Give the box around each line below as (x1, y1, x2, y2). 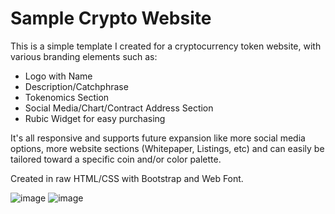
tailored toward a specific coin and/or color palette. (10, 153, 222, 165)
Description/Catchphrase (24, 80, 129, 92)
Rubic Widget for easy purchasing (24, 112, 166, 124)
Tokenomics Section (24, 91, 110, 103)
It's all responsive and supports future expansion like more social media (10, 132, 306, 144)
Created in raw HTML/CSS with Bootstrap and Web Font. (10, 172, 244, 184)
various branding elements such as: (10, 50, 158, 62)
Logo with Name (24, 70, 93, 82)
